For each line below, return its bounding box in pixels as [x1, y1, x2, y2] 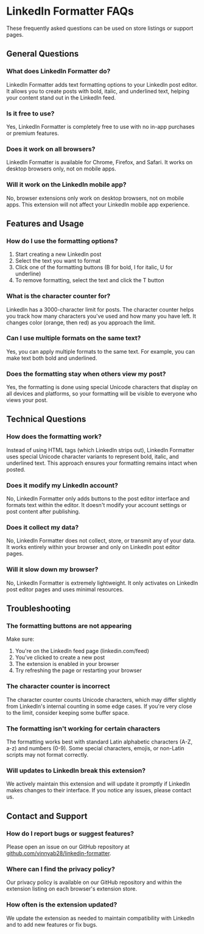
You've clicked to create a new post [15, 654, 105, 661]
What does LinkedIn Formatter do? [6, 67, 111, 76]
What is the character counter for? [6, 292, 111, 301]
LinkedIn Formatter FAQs [6, 4, 134, 18]
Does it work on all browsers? [6, 145, 96, 153]
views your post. [6, 396, 48, 404]
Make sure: [6, 635, 35, 643]
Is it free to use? [6, 109, 55, 117]
